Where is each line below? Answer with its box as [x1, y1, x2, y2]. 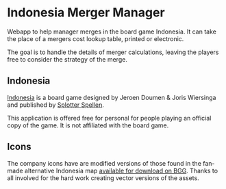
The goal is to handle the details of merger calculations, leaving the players [7, 48, 219, 56]
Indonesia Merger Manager [7, 5, 166, 21]
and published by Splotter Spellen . [7, 101, 105, 109]
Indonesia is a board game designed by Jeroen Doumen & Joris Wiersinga [7, 93, 216, 101]
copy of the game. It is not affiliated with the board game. [7, 121, 169, 129]
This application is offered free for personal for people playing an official [7, 114, 212, 122]
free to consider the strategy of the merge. [7, 55, 128, 63]
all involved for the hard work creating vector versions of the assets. [7, 173, 200, 182]
